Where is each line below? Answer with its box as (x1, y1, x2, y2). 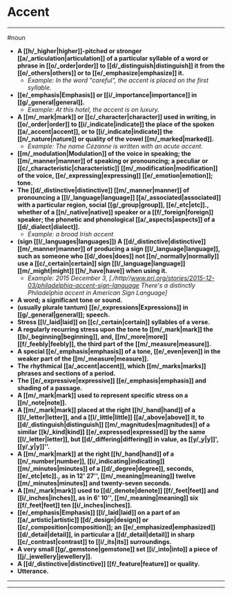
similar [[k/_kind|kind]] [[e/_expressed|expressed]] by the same (17, 427, 206, 436)
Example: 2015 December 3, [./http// (27, 274, 131, 282)
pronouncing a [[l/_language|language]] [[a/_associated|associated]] (17, 193, 221, 201)
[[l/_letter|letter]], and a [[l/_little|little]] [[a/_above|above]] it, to (17, 413, 205, 421)
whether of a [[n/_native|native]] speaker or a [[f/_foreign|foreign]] (17, 208, 214, 216)
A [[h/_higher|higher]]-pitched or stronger (17, 46, 142, 55)
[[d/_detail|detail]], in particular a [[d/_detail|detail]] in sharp (17, 530, 195, 538)
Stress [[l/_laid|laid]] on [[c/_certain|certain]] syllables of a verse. (17, 318, 211, 326)
